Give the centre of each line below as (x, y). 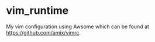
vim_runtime (37, 11)
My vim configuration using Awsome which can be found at (77, 26)
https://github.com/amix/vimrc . (43, 32)
